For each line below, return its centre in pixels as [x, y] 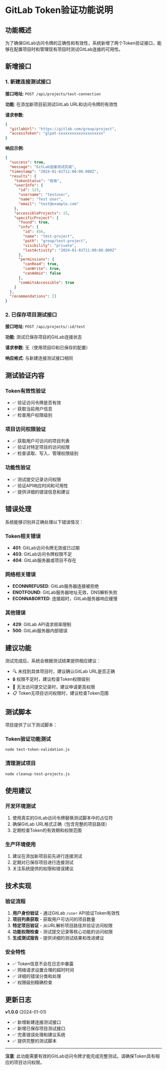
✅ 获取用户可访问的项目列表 [41, 441]
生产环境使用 [21, 845]
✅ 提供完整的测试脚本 [35, 1041]
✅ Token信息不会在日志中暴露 [43, 964]
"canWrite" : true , [42, 269]
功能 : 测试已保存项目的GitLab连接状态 [43, 337]
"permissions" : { [36, 259]
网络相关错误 [21, 574]
